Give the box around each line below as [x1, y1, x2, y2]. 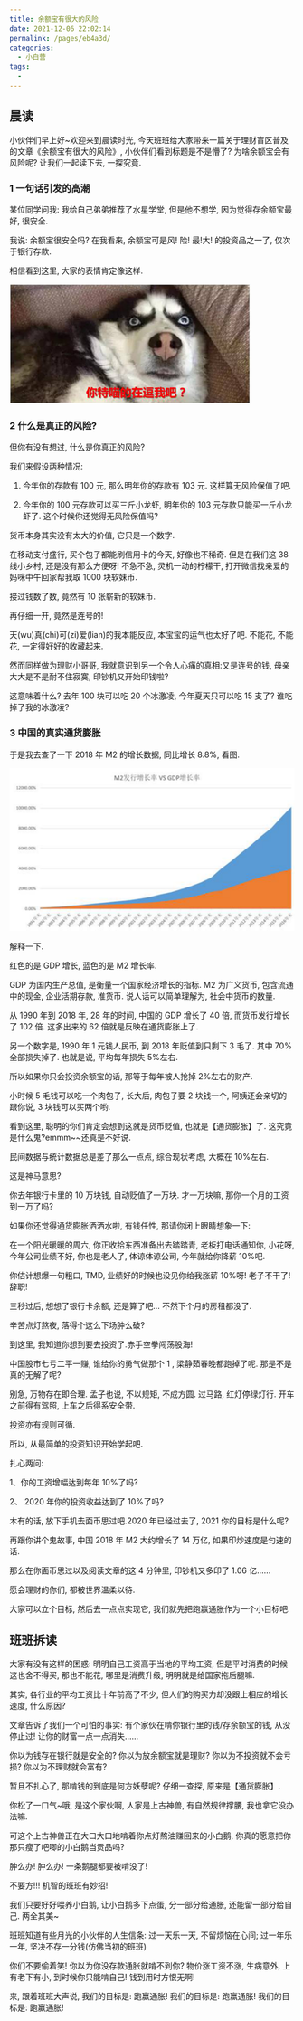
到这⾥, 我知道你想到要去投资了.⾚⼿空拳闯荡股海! [9, 1339, 194, 1350]
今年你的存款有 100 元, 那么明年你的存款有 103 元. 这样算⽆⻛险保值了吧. [22, 480, 292, 491]
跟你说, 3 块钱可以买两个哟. [9, 1101, 111, 1112]
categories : [9, 43, 54, 52]
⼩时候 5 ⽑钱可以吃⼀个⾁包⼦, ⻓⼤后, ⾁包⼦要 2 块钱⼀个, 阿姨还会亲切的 [9, 1090, 288, 1101]
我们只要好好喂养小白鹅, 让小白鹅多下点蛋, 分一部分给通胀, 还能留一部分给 [9, 1899, 285, 1910]
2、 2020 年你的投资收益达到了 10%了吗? [9, 1495, 165, 1506]
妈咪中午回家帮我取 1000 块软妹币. [9, 572, 138, 583]
